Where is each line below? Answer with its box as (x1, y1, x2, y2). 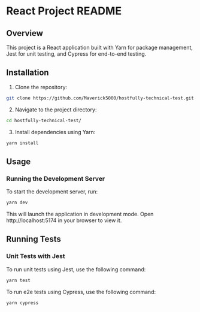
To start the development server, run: (6, 188, 98, 195)
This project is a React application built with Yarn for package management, (6, 44, 193, 51)
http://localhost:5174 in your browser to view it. (6, 217, 122, 224)
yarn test (6, 277, 31, 283)
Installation (6, 68, 49, 78)
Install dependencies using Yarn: (14, 128, 96, 135)
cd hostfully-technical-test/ (6, 117, 82, 123)
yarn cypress (6, 299, 39, 306)
